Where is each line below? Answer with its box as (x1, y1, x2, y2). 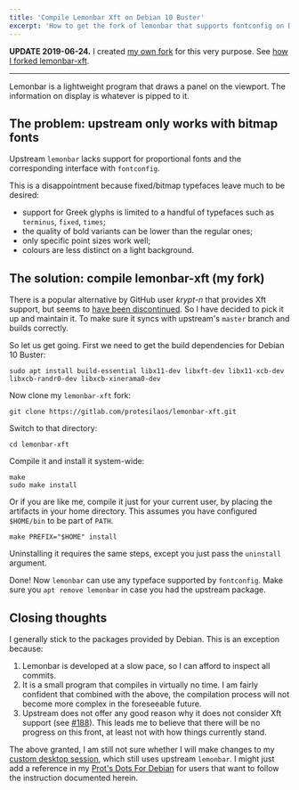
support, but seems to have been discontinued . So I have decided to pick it (9, 304, 285, 314)
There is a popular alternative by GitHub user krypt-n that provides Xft (9, 295, 267, 305)
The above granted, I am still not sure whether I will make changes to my (9, 744, 275, 754)
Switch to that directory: (9, 423, 98, 434)
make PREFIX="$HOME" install (9, 533, 117, 542)
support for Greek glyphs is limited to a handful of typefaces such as (21, 207, 274, 218)
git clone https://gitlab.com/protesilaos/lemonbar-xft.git (9, 407, 238, 417)
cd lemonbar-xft (9, 440, 69, 450)
